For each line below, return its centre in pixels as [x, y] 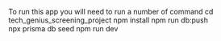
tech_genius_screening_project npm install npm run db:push [108, 20]
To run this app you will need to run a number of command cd [111, 12]
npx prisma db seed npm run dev [63, 29]
